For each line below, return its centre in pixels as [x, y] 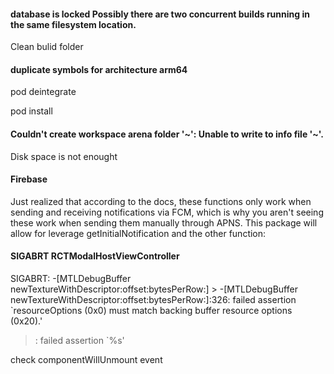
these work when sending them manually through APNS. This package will [164, 222]
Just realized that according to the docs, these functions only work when [161, 201]
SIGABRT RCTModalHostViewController [95, 256]
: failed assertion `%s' [79, 341]
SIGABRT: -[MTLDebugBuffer [71, 279]
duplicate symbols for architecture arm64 [99, 69]
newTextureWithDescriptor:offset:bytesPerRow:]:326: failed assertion [153, 300]
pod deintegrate [43, 92]
